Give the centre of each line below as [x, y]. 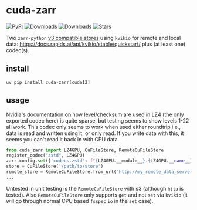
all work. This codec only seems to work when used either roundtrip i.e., [93, 127]
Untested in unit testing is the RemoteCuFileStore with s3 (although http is [95, 188]
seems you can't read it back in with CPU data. [63, 139]
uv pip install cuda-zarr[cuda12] [48, 82]
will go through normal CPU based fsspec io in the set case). [80, 201]
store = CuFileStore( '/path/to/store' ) [55, 167]
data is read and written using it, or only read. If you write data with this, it [95, 133]
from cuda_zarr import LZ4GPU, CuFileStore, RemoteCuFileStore [85, 150]
